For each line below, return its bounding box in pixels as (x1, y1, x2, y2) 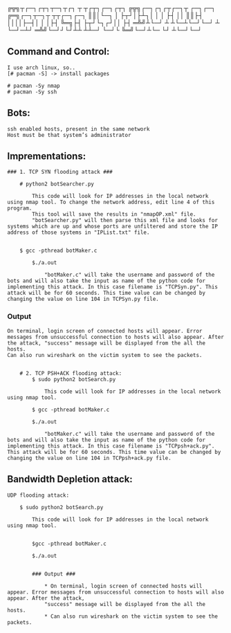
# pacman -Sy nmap (7, 82, 60, 89)
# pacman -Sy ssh (7, 88, 57, 95)
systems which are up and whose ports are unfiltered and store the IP (7, 223, 218, 230)
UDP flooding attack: (7, 492, 70, 499)
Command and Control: (7, 46, 110, 57)
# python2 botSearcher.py (19, 181, 95, 187)
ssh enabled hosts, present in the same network (7, 125, 150, 132)
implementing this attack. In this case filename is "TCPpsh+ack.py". (7, 442, 215, 450)
